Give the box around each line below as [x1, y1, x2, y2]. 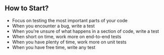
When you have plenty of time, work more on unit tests [12, 39, 127, 45]
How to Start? [5, 4, 49, 13]
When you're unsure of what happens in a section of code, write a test [12, 28, 159, 34]
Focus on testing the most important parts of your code [12, 17, 128, 23]
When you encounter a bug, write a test [12, 23, 95, 29]
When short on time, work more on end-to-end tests [12, 33, 121, 39]
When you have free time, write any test [12, 44, 96, 50]
